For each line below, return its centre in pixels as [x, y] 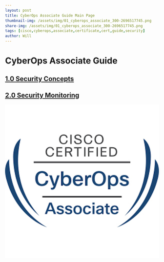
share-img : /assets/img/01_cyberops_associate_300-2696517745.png [74, 26]
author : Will [18, 36]
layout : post [18, 10]
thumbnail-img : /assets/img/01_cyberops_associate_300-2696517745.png [78, 20]
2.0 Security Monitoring [42, 95]
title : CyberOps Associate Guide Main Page [50, 15]
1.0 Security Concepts [40, 79]
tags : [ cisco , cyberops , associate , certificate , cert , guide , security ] [75, 31]
